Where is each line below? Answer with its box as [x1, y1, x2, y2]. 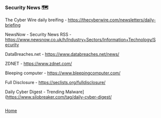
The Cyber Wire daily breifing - [5, 17, 67, 23]
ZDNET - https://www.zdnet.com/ [5, 61, 72, 67]
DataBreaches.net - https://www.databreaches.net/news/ [5, 51, 119, 57]
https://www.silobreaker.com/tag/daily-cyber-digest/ [6, 94, 112, 100]
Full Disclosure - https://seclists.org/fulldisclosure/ [5, 80, 106, 85]
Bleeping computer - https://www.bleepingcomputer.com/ [5, 70, 121, 76]
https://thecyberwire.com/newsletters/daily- [67, 17, 156, 23]
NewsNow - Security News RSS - [5, 32, 72, 37]
